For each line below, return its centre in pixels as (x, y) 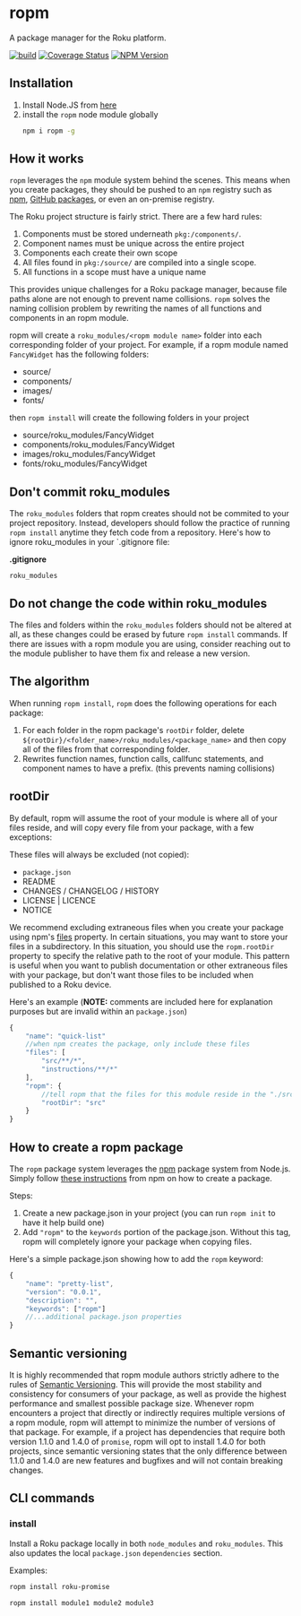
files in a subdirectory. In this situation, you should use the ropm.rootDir (142, 946)
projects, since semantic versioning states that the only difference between (148, 1451)
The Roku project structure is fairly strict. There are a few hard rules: (136, 217)
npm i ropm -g (48, 131)
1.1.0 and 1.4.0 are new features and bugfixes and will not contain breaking (146, 1460)
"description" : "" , (62, 1301)
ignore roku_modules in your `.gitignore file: (90, 542)
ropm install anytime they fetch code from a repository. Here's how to (140, 532)
